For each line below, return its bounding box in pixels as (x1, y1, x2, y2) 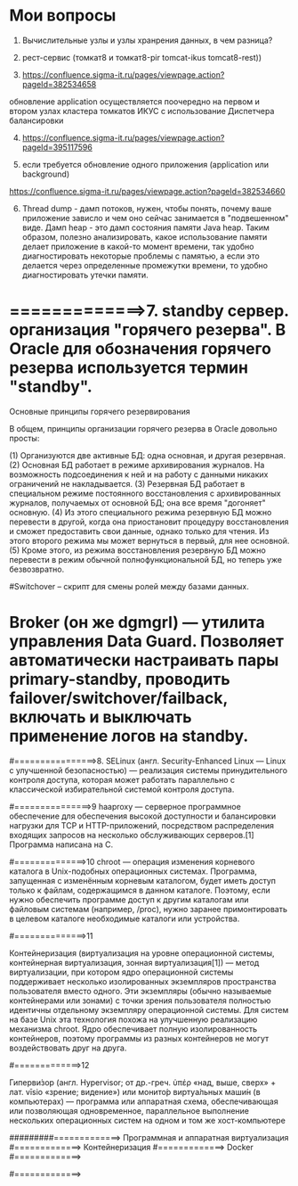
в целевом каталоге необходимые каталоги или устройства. (9, 913, 240, 924)
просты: (9, 432, 40, 443)
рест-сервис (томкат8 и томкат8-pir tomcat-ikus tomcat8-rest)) (21, 52, 262, 62)
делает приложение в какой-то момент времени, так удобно (21, 241, 254, 251)
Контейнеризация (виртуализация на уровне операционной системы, (9, 947, 275, 959)
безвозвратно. (9, 564, 65, 574)
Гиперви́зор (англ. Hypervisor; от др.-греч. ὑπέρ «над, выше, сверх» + (9, 1076, 277, 1088)
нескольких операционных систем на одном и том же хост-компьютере (9, 1115, 286, 1125)
